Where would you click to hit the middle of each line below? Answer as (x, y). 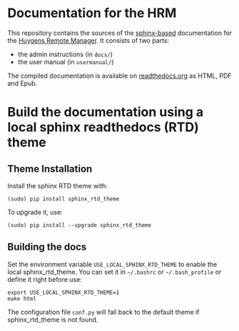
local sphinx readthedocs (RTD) (103, 127)
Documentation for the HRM (92, 13)
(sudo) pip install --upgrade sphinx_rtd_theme (80, 225)
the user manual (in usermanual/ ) (66, 61)
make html (22, 299)
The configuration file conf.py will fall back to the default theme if (103, 312)
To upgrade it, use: (35, 212)
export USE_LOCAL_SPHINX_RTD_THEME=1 (63, 292)
